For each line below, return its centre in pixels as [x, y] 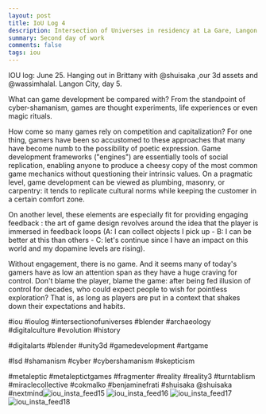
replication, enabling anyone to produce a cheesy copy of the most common [133, 165]
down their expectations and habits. [67, 306]
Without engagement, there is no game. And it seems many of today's [123, 264]
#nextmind [26, 393]
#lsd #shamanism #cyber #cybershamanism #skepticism [102, 361]
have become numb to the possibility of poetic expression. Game [115, 148]
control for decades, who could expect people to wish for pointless [118, 289]
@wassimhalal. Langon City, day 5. [65, 84]
